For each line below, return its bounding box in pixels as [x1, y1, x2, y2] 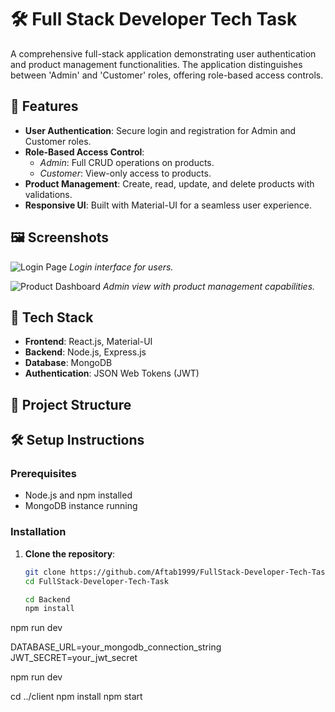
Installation [10, 525, 67, 539]
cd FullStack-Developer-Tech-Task [24, 576, 169, 586]
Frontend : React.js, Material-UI [24, 336, 153, 348]
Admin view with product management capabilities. [102, 280, 316, 292]
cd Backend [24, 594, 71, 605]
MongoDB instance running [24, 500, 138, 512]
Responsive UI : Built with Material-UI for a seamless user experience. [24, 199, 312, 211]
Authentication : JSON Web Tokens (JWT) [24, 367, 200, 380]
